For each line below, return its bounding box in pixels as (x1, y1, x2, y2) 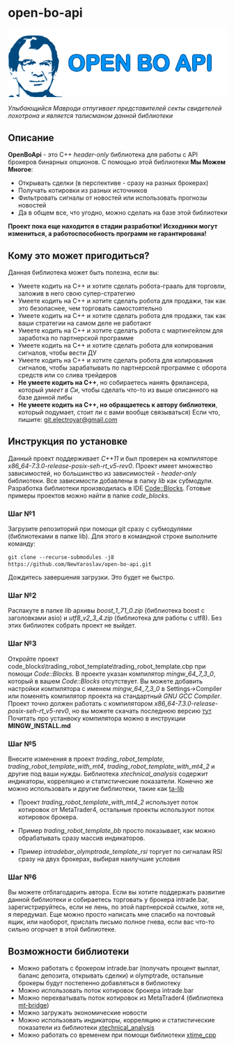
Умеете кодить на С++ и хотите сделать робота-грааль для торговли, (17, 282, 226, 291)
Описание (8, 131, 54, 144)
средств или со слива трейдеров (17, 371, 117, 379)
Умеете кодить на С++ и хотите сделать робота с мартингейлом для (17, 326, 224, 335)
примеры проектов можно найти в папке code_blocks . (8, 491, 170, 500)
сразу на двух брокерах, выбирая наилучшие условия (17, 855, 180, 864)
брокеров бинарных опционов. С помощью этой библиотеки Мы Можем (8, 158, 226, 166)
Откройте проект (8, 655, 59, 663)
